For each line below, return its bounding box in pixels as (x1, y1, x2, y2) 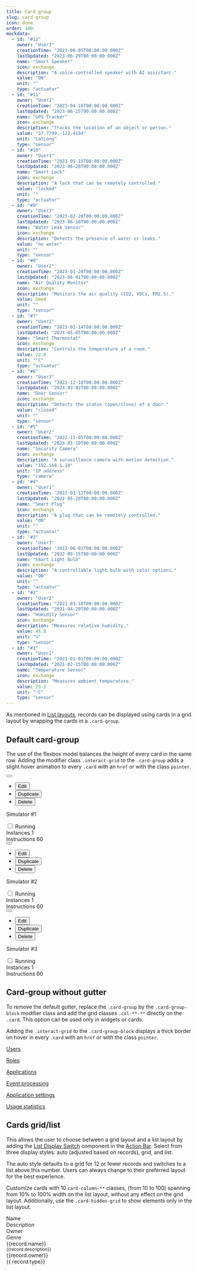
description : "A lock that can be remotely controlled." (17, 180, 161, 186)
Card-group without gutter (6, 987, 107, 997)
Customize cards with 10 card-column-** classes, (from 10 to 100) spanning (6, 1184, 191, 1191)
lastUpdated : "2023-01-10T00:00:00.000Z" (17, 440, 121, 446)
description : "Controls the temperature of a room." (17, 346, 150, 352)
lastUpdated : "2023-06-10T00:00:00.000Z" (17, 219, 121, 225)
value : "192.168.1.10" (17, 462, 73, 468)
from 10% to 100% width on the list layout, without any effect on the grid (6, 1191, 183, 1198)
